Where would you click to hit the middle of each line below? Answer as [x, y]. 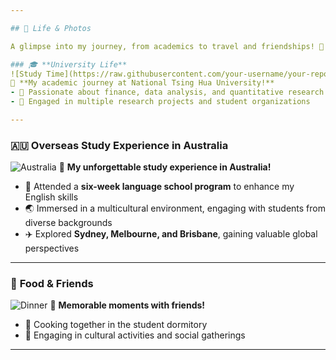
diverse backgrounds [68, 223]
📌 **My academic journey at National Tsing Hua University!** [142, 83]
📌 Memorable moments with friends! [127, 305]
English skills [51, 197]
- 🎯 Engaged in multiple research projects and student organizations [160, 102]
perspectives [52, 248]
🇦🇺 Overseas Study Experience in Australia [119, 145]
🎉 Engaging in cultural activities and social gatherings [135, 335]
